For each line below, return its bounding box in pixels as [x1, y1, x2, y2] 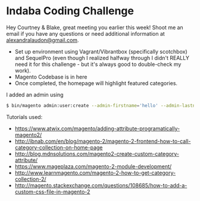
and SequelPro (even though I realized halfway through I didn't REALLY [14, 54, 189, 61]
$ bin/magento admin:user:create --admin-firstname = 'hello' [6, 102, 159, 108]
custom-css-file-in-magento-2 [14, 188, 90, 195]
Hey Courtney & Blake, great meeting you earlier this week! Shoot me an [6, 24, 183, 31]
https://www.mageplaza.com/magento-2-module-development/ [14, 162, 172, 170]
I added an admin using [6, 91, 64, 98]
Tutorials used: [6, 113, 43, 120]
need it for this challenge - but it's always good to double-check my [14, 61, 182, 68]
